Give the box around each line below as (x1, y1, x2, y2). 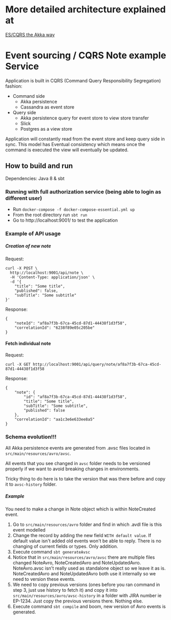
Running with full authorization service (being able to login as (5, 188, 161, 195)
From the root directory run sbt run (12, 211, 88, 218)
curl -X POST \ (5, 265, 38, 271)
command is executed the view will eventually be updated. (5, 147, 129, 153)
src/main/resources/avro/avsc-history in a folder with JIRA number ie (12, 593, 162, 599)
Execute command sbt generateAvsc (12, 549, 91, 555)
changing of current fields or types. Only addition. (12, 543, 118, 550)
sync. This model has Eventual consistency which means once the (5, 141, 145, 147)
